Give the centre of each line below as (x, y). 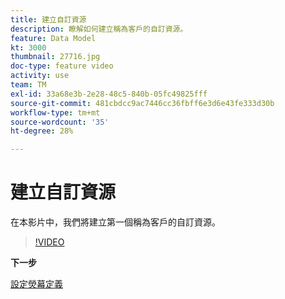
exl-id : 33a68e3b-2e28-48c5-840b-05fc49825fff (109, 94)
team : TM (28, 85)
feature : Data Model (53, 38)
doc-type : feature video (62, 66)
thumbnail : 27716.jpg (55, 57)
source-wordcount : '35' (60, 122)
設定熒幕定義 (36, 284)
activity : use (40, 76)
